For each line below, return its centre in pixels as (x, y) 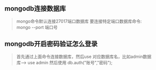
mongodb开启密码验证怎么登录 (51, 44)
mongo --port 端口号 (37, 27)
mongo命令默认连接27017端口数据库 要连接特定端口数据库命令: (79, 21)
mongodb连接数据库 (35, 9)
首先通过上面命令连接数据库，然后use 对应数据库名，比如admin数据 (84, 56)
